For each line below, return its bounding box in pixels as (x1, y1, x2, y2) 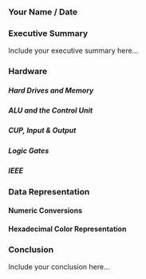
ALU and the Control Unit (8, 106, 93, 116)
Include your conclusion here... (8, 262, 110, 272)
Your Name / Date (8, 6, 78, 18)
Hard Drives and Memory (8, 85, 94, 95)
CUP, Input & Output (8, 126, 77, 136)
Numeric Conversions (8, 206, 82, 215)
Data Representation (8, 186, 90, 197)
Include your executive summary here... (8, 46, 139, 56)
